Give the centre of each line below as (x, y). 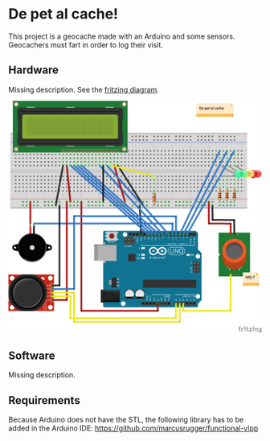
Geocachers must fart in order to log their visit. (86, 44)
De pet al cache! (63, 14)
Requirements (44, 400)
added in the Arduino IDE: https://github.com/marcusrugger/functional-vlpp (133, 428)
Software (32, 355)
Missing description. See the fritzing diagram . (84, 89)
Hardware (33, 70)
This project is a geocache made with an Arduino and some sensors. (122, 36)
